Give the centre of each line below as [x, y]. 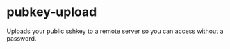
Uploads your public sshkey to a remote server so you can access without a [115, 31]
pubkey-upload [52, 12]
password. [22, 38]
